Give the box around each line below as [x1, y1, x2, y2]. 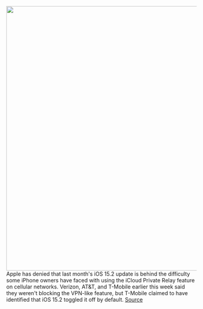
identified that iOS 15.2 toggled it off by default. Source [6, 296, 143, 303]
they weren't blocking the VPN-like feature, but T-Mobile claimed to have [6, 290, 188, 296]
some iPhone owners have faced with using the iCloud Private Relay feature [6, 277, 195, 284]
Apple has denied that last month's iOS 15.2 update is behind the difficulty [6, 270, 190, 278]
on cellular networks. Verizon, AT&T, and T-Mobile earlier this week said [6, 283, 185, 290]
